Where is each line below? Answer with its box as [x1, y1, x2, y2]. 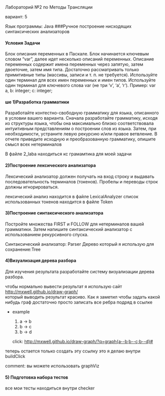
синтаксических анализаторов [5, 29, 70, 34]
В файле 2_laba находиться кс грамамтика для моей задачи [5, 151, 132, 157]
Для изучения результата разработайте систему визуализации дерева [5, 269, 155, 275]
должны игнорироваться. [5, 184, 59, 190]
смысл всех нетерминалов [5, 141, 62, 147]
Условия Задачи [5, 40, 40, 46]
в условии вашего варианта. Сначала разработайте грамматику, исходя [5, 115, 158, 121]
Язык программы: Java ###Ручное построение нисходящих [5, 23, 132, 29]
